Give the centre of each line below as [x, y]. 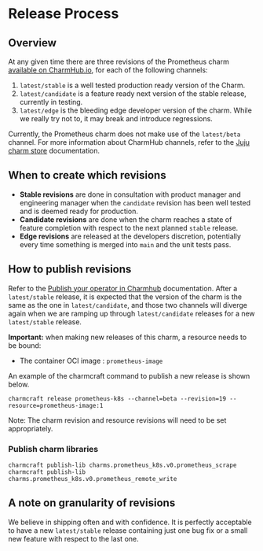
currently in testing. [51, 102]
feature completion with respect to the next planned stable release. [129, 227]
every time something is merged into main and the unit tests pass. [125, 244]
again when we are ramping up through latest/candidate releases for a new [131, 313]
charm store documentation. [54, 151]
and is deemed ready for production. [79, 211]
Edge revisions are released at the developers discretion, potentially [130, 236]
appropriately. [31, 428]
